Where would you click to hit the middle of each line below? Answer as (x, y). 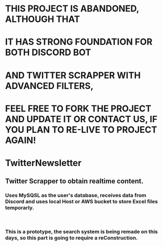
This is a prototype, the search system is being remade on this (81, 232)
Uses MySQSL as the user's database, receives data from (76, 195)
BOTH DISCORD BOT (48, 52)
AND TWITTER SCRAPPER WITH (73, 75)
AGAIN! (21, 140)
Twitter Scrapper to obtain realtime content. (74, 181)
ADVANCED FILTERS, (49, 86)
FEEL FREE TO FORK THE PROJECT (78, 109)
